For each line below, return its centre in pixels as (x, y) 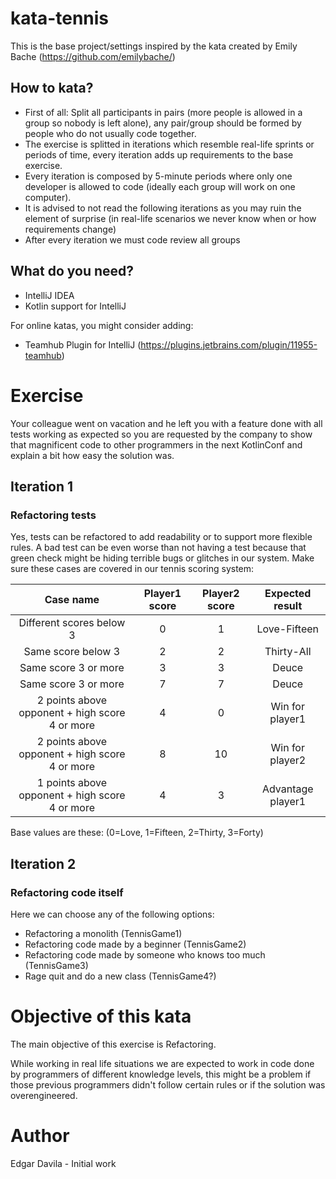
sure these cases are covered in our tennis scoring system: (132, 569)
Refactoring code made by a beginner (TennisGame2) (135, 944)
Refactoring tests (53, 515)
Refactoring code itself (67, 892)
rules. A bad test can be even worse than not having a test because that (158, 548)
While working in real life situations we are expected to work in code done (162, 1063)
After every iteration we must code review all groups (132, 239)
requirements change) (70, 229)
